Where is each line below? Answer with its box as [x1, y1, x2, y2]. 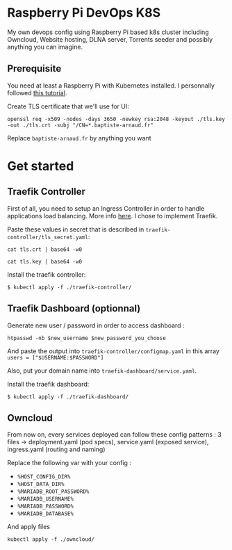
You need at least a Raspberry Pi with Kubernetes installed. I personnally [7, 81, 215, 90]
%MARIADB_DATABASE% [17, 510, 74, 517]
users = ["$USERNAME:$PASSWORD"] [7, 354, 104, 361]
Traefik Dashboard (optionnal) [7, 302, 141, 314]
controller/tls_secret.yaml [7, 234, 89, 241]
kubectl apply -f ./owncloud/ [7, 536, 95, 543]
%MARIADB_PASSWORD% [17, 503, 74, 510]
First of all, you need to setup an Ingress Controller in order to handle [7, 204, 205, 213]
